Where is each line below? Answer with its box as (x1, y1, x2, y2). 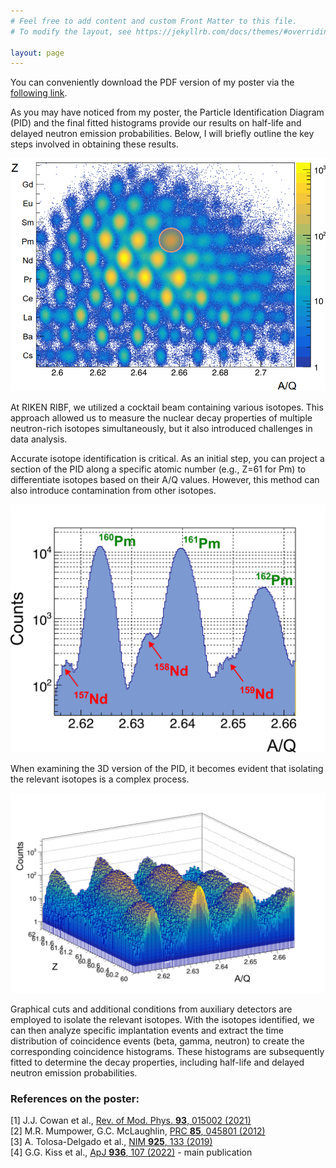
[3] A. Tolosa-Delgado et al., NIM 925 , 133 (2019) (10, 1136, 213, 1148)
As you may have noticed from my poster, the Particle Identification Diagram (10, 106, 325, 119)
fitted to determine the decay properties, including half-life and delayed (10, 1056, 305, 1068)
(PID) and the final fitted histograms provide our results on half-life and (10, 117, 302, 129)
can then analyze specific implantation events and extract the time (10, 1024, 284, 1036)
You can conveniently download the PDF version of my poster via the (10, 76, 295, 89)
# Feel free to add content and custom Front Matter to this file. (10, 16, 298, 26)
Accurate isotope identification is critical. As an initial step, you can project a (10, 453, 325, 465)
